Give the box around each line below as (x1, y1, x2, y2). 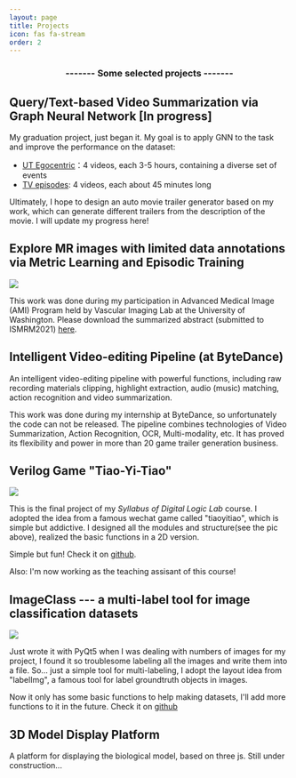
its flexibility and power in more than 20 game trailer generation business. (9, 437, 279, 448)
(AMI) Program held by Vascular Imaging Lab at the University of (9, 304, 246, 316)
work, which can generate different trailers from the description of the (9, 205, 266, 216)
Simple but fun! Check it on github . (9, 549, 137, 560)
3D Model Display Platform (9, 726, 160, 742)
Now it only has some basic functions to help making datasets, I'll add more (9, 692, 286, 702)
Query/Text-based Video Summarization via (9, 94, 260, 109)
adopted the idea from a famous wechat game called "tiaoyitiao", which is (9, 513, 279, 524)
